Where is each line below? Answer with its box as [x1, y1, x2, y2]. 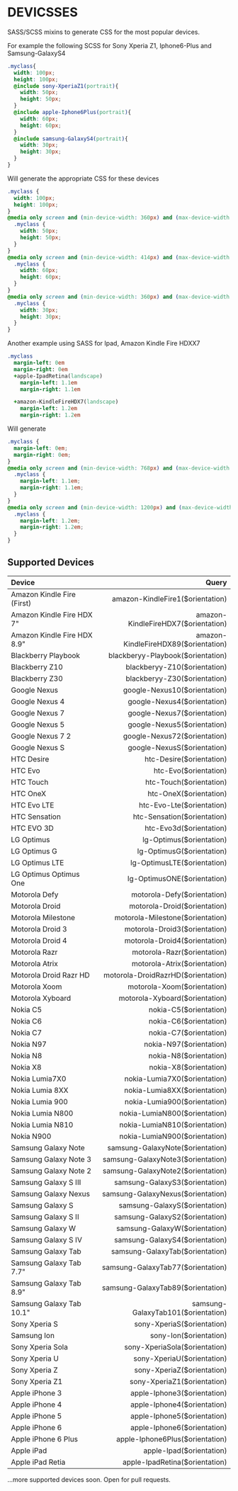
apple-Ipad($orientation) [143, 1446, 227, 1456]
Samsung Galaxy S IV [11, 1235, 83, 1245]
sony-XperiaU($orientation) [133, 1354, 227, 1364]
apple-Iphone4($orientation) [130, 1400, 227, 1410]
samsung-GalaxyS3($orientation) [114, 1177, 227, 1187]
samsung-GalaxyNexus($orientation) [102, 1189, 227, 1198]
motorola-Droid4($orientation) [124, 936, 227, 946]
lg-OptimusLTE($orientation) [130, 858, 227, 868]
